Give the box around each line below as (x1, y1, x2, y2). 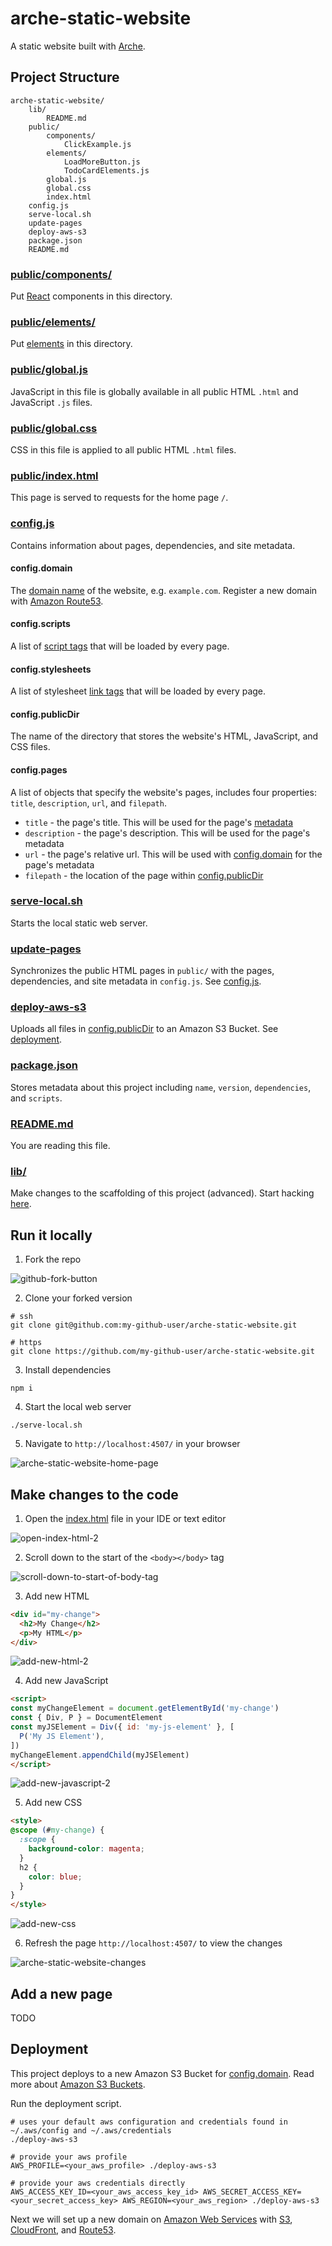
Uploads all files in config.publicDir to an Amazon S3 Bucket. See (10, 1023, 279, 1035)
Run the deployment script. (10, 2097, 122, 2109)
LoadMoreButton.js (63, 157, 141, 167)
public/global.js (10, 363, 88, 377)
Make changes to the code (10, 1486, 179, 1503)
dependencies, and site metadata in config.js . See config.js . (10, 975, 262, 987)
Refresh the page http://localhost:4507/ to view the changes (24, 1937, 283, 1949)
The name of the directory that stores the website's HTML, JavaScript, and (10, 730, 319, 742)
